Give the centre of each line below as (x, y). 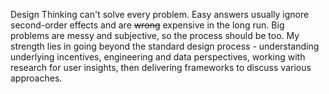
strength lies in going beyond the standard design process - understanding (165, 46)
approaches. (36, 78)
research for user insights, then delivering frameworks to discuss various (161, 67)
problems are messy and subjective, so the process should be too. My (155, 35)
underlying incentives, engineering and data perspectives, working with (158, 57)
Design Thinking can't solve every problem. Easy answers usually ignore (160, 14)
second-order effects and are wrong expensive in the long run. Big (147, 25)
